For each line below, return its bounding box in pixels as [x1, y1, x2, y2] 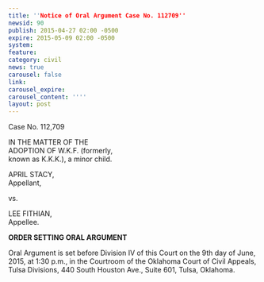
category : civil [8, 56, 62, 64]
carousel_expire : [8, 85, 66, 94]
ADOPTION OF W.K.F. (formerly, [8, 146, 113, 156]
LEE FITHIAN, [8, 209, 53, 218]
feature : [8, 48, 37, 56]
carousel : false [8, 71, 62, 79]
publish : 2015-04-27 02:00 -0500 [8, 26, 119, 34]
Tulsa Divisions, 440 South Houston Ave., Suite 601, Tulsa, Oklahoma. [8, 265, 235, 275]
